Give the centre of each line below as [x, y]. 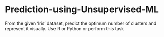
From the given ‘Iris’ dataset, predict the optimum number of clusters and [81, 23]
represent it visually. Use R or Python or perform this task [64, 28]
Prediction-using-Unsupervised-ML [82, 9]
